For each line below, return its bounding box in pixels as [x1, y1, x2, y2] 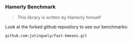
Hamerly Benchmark [5, 3, 56, 10]
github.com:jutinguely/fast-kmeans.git [5, 33, 88, 39]
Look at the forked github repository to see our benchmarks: [5, 24, 129, 30]
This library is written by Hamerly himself [17, 15, 101, 21]
